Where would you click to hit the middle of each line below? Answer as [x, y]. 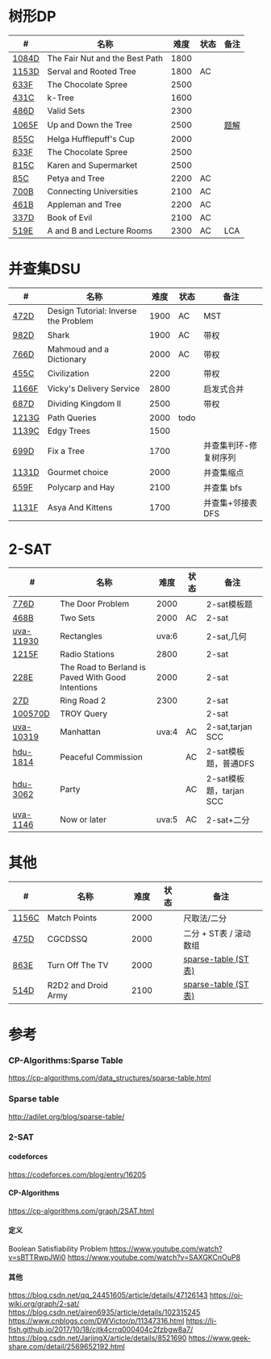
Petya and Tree [76, 178]
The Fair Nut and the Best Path [105, 58]
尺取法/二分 [205, 918]
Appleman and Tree [84, 204]
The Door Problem [95, 603]
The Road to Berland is [103, 667]
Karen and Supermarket [92, 165]
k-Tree [61, 98]
